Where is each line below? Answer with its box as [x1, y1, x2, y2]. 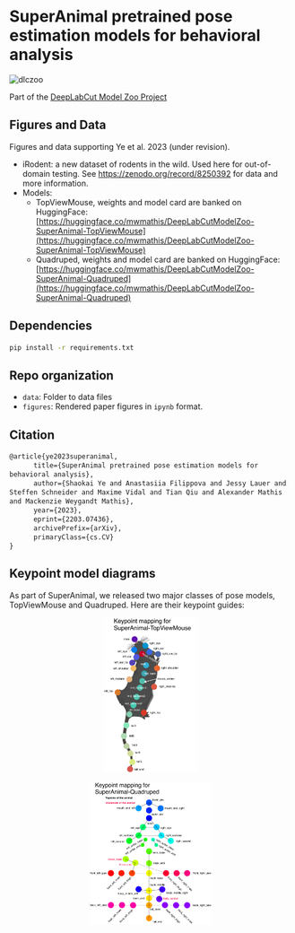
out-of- [244, 159, 272, 170]
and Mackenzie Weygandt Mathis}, [9, 497, 134, 506]
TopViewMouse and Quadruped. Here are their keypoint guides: [9, 599, 245, 610]
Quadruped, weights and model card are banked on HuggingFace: [35, 254, 281, 265]
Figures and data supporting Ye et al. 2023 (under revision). [9, 141, 230, 152]
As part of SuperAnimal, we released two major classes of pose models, [9, 589, 275, 600]
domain [22, 168, 51, 179]
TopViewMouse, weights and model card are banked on [35, 196, 242, 207]
